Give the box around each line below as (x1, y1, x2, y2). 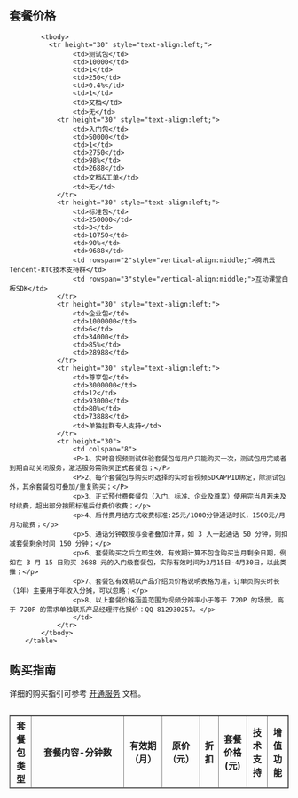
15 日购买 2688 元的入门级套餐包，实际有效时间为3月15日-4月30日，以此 (44, 558, 281, 567)
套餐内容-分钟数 (43, 746, 113, 758)
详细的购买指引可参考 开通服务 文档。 (9, 688, 146, 698)
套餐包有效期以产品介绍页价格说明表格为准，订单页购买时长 (95, 577, 281, 586)
